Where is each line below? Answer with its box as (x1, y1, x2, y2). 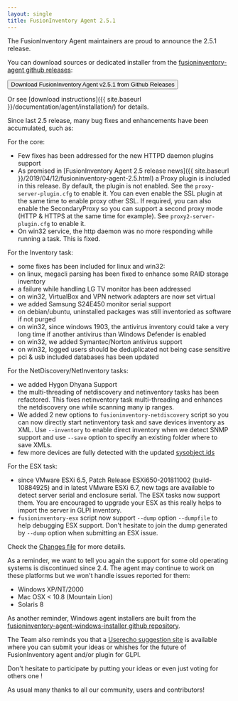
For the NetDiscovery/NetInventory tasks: (7, 366, 129, 375)
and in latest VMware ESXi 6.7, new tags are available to (51, 483, 215, 491)
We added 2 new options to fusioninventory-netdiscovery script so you (17, 410, 229, 419)
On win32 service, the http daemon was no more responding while (17, 227, 213, 235)
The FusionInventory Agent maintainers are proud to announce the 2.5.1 (7, 36, 217, 45)
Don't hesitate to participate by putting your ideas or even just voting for (7, 664, 219, 673)
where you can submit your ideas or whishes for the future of (7, 643, 187, 651)
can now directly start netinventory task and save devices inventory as (17, 417, 225, 427)
